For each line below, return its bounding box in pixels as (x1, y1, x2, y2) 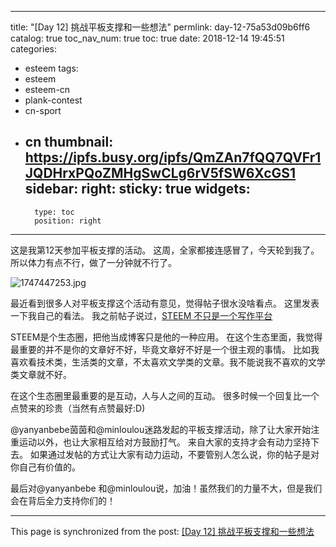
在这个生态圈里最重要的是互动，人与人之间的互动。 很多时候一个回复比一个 (10, 389, 320, 401)
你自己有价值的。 (10, 461, 81, 473)
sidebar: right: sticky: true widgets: (24, 181, 251, 198)
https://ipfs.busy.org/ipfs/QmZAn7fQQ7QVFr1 (24, 149, 322, 166)
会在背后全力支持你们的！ (10, 494, 116, 506)
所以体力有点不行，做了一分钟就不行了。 (10, 256, 177, 268)
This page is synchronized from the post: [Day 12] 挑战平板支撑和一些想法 (10, 525, 315, 537)
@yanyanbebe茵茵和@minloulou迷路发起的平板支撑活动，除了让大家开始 (10, 423, 312, 435)
